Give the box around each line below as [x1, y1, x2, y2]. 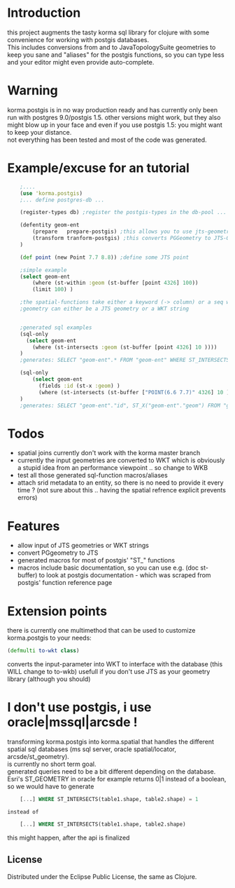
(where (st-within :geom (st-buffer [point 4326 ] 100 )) [32, 279, 199, 287]
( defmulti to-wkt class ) [7, 647, 80, 654]
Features [7, 518, 60, 534]
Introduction [7, 5, 81, 21]
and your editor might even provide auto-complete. [7, 58, 155, 66]
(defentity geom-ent [20, 222, 80, 229]
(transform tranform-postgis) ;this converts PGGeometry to [32, 235, 211, 242]
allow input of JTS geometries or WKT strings [17, 541, 149, 550]
